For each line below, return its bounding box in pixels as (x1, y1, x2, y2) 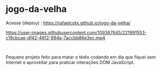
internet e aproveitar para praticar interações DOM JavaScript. (6, 59, 135, 65)
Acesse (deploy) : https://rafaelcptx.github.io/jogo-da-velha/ (6, 20, 131, 26)
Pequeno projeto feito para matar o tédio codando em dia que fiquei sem (6, 54, 156, 60)
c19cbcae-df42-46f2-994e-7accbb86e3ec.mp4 (6, 35, 106, 41)
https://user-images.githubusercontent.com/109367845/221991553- (6, 29, 147, 35)
